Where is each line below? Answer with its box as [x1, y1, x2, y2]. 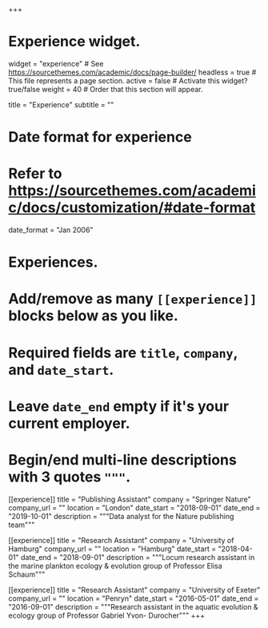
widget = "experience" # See [8, 58, 104, 68]
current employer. [8, 414, 130, 433]
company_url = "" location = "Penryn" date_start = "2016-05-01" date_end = [8, 594, 259, 603]
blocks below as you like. [8, 307, 178, 325]
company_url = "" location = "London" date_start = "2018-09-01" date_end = [8, 502, 261, 513]
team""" [8, 520, 35, 529]
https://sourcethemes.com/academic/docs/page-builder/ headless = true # [8, 67, 257, 77]
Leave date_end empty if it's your [8, 397, 230, 415]
